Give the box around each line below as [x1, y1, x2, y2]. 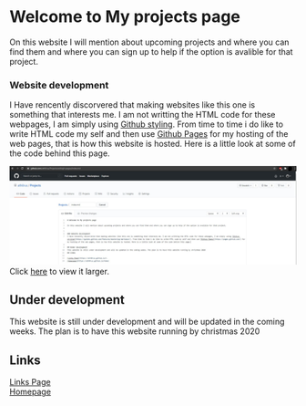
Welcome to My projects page [9, 6, 241, 27]
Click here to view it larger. [9, 265, 109, 276]
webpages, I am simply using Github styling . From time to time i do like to [9, 119, 284, 130]
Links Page [9, 377, 52, 388]
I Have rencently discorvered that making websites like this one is [9, 99, 256, 110]
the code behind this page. [9, 148, 111, 159]
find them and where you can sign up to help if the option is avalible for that [9, 46, 293, 57]
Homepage [9, 386, 52, 398]
